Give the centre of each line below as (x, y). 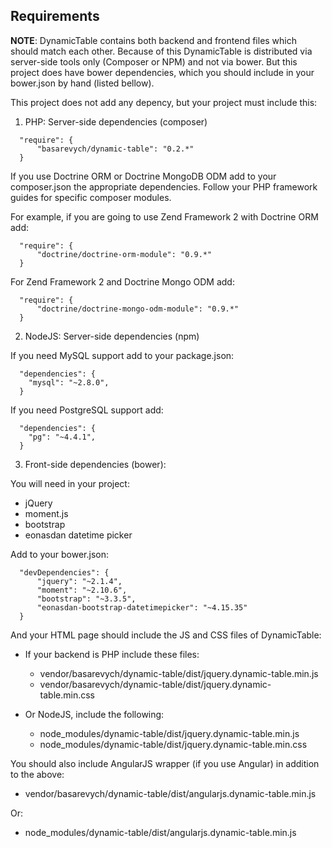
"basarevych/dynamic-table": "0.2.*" (115, 149)
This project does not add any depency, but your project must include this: (164, 102)
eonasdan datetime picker (78, 535)
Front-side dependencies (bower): (95, 464)
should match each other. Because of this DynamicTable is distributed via (161, 51)
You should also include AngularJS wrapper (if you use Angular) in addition (165, 763)
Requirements (55, 16)
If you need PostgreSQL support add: (87, 410)
